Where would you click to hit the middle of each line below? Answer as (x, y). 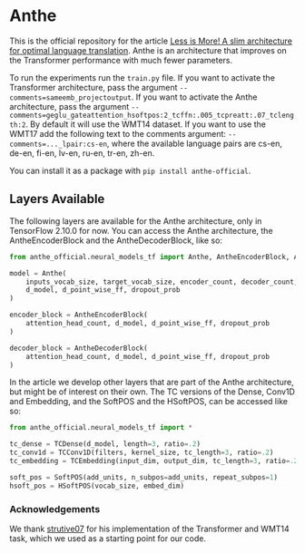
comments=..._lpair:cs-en (58, 144)
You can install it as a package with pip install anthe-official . (130, 170)
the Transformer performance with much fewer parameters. (121, 60)
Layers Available (57, 199)
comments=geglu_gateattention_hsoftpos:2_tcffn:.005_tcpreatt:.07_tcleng (152, 115)
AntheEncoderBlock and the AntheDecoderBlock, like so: (116, 240)
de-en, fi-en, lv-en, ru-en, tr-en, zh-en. (82, 153)
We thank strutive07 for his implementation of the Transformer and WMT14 (150, 529)
